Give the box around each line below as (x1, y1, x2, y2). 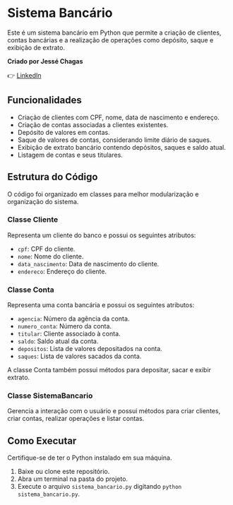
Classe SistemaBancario (7, 391, 93, 400)
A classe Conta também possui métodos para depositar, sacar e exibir (7, 366, 212, 374)
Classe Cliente (7, 215, 59, 225)
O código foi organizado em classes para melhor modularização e (7, 189, 199, 198)
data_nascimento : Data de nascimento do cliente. (17, 259, 160, 268)
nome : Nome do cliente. (17, 252, 84, 261)
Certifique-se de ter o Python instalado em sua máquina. (7, 453, 172, 462)
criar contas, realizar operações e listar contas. (7, 415, 145, 423)
